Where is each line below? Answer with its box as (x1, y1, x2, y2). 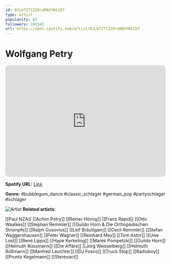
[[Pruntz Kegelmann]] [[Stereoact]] (5, 254, 79, 260)
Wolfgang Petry (5, 48, 73, 60)
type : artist (5, 12, 33, 17)
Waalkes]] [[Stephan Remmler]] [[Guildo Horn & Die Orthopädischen (5, 221, 149, 227)
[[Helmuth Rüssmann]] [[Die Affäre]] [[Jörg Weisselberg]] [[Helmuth (5, 243, 148, 249)
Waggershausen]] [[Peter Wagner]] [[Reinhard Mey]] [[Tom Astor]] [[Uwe (5, 232, 159, 239)
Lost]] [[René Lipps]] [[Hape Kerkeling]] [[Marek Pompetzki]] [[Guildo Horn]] (5, 238, 166, 244)
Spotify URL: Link (5, 181, 43, 187)
